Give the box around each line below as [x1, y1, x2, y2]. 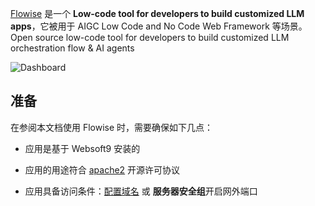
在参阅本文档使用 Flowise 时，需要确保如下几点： [10, 121, 214, 133]
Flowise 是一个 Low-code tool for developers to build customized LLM [10, 8, 305, 19]
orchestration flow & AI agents [10, 42, 135, 54]
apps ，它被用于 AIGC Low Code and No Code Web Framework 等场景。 [10, 20, 308, 32]
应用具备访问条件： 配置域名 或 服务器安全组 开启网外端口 [24, 185, 258, 197]
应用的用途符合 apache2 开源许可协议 [24, 163, 181, 176]
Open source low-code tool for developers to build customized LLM [10, 32, 290, 43]
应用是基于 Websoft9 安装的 [24, 142, 141, 154]
